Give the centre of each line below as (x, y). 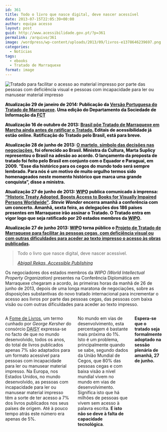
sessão (142, 345)
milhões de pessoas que (103, 398)
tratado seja (147, 329)
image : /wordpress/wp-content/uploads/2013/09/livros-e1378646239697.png (83, 42)
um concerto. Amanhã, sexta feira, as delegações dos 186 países (74, 208)
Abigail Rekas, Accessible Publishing (55, 263)
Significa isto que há (99, 392)
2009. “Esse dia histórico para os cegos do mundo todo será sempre (78, 166)
